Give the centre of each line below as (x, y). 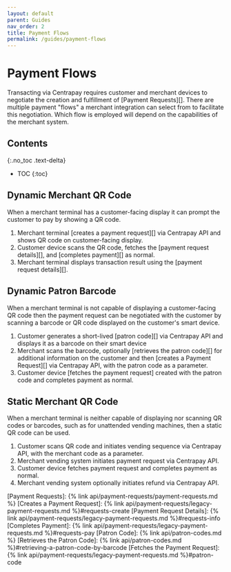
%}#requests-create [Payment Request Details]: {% (145, 511)
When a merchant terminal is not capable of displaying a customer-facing (111, 307)
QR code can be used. (39, 433)
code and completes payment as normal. (75, 380)
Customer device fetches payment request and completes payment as (117, 468)
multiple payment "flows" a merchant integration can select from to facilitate (115, 107)
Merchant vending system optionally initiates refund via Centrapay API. (118, 483)
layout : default (30, 13)
